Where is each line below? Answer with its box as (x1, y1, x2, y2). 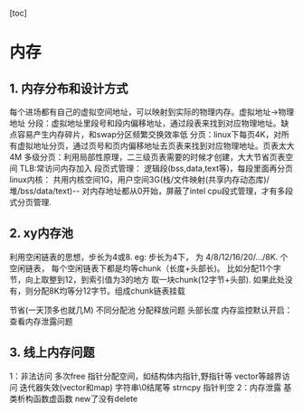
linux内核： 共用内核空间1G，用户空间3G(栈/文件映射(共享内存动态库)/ (9, 174, 270, 184)
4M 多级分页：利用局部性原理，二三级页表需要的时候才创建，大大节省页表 (9, 152, 286, 162)
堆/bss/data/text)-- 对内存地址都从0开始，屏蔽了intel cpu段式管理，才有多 (9, 185, 286, 196)
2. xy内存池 (9, 226, 74, 241)
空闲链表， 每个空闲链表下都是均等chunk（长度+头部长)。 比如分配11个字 (9, 262, 282, 274)
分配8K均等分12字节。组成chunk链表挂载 (33, 285, 185, 296)
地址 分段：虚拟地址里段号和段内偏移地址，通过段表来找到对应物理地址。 (9, 117, 281, 128)
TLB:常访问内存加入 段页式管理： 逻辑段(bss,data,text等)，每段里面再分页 (19, 163, 294, 173)
